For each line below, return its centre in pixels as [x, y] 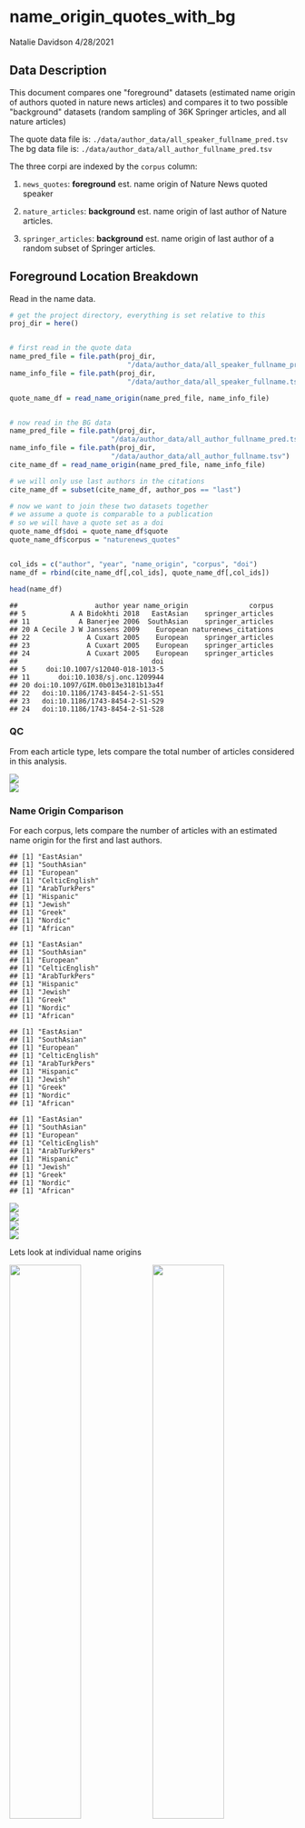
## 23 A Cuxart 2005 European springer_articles [142, 645]
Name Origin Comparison [67, 811]
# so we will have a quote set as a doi [87, 523]
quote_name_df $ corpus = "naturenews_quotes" [95, 540]
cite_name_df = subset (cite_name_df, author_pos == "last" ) [126, 489]
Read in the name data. [53, 298]
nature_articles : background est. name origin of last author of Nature [155, 211]
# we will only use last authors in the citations [107, 481]
